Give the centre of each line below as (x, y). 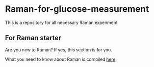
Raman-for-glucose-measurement (77, 9)
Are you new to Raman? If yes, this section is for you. (59, 49)
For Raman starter (33, 38)
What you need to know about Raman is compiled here (60, 59)
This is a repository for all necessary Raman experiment (61, 22)
